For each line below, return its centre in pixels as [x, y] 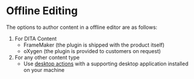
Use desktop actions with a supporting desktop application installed [106, 64]
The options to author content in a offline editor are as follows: [82, 27]
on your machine [44, 70]
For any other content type [47, 57]
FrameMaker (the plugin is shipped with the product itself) [94, 45]
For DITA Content [36, 38]
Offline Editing [42, 11]
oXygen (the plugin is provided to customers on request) [92, 51]
